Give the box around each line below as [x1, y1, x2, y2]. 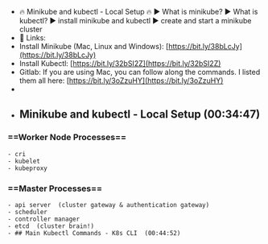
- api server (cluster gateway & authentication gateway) [7, 201, 210, 209]
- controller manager [7, 215, 80, 223]
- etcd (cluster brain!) [7, 221, 94, 230]
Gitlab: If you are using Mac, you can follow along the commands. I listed [19, 68, 261, 77]
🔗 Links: [19, 33, 46, 43]
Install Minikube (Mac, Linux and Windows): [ [19, 42, 169, 51]
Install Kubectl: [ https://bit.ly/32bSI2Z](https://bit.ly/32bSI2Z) [19, 59, 221, 68]
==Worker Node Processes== [7, 132, 126, 143]
